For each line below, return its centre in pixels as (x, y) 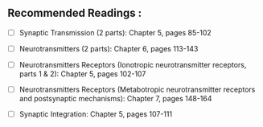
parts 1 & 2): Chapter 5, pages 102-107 (82, 74)
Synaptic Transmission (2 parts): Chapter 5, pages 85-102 (115, 32)
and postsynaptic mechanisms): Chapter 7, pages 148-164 (115, 99)
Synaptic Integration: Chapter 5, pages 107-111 (96, 114)
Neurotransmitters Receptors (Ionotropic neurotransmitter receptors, (133, 64)
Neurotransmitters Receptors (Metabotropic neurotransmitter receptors (137, 89)
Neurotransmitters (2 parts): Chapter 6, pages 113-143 (109, 48)
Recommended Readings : (75, 13)
